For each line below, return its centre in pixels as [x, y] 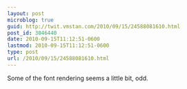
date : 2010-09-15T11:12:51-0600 [53, 39]
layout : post [26, 13]
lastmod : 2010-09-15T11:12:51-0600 [58, 46]
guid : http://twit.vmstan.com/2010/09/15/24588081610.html [94, 26]
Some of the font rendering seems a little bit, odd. [78, 78]
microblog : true [30, 20]
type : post [23, 52]
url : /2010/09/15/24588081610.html [58, 59]
